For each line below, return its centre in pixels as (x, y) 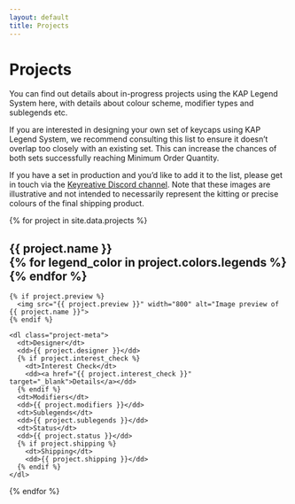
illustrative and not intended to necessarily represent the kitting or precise (144, 194)
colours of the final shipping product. (77, 204)
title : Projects (39, 26)
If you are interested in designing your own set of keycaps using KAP (135, 130)
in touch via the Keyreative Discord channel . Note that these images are (140, 185)
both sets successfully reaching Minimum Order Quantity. (114, 158)
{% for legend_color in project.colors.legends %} (148, 262)
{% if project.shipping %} (67, 444)
